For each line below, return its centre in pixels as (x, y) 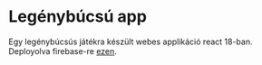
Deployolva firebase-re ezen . (63, 51)
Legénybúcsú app (78, 17)
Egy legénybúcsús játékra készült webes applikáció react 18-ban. (131, 42)
